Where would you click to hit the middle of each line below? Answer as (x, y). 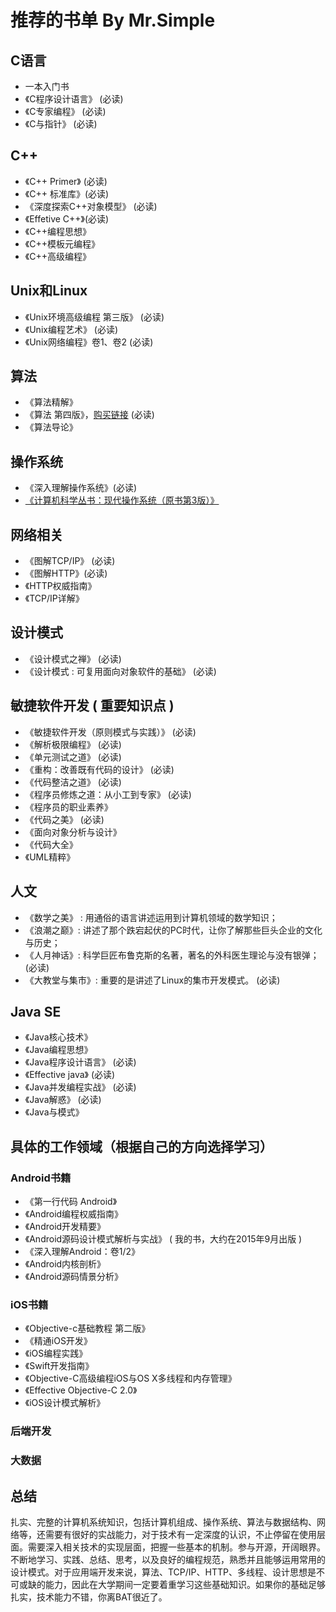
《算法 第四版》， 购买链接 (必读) (89, 415)
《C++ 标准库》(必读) (67, 193)
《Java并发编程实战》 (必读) (80, 1087)
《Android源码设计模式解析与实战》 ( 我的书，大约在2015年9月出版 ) (163, 1239)
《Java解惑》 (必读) (63, 1100)
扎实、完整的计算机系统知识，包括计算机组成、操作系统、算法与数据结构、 (163, 1522)
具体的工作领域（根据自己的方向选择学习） (141, 1146)
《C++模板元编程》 (62, 243)
